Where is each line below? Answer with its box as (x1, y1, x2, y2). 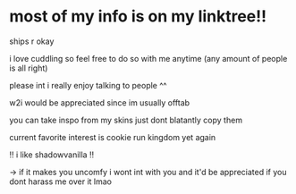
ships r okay (9, 36, 55, 46)
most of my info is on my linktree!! (9, 6, 266, 27)
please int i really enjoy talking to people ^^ (9, 80, 167, 90)
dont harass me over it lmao (9, 176, 113, 187)
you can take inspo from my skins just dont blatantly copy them (9, 114, 243, 125)
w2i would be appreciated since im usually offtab (9, 97, 190, 108)
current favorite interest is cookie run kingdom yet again (9, 131, 216, 142)
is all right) (9, 63, 48, 73)
